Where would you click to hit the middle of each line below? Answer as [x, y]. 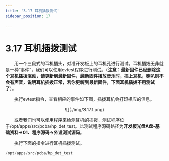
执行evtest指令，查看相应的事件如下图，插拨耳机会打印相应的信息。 [84, 99]
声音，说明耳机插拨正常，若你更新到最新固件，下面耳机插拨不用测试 [84, 82]
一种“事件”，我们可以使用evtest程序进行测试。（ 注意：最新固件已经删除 [83, 70]
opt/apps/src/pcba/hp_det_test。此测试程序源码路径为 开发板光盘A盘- [83, 126]
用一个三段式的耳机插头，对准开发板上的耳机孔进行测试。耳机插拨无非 [87, 64]
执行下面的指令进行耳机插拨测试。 [49, 143]
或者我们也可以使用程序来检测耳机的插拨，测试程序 [67, 120]
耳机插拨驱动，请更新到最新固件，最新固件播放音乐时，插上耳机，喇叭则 [84, 76]
